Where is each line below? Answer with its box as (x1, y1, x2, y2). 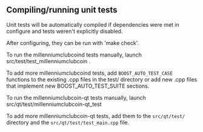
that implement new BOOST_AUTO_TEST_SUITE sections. (6, 82, 150, 89)
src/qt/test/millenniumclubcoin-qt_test (6, 100, 102, 108)
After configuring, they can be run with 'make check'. (6, 39, 139, 46)
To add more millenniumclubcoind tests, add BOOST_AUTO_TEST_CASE (6, 69, 173, 77)
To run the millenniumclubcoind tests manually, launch (6, 51, 142, 58)
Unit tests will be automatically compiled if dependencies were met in (6, 21, 180, 28)
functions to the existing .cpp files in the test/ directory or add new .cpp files (6, 75, 198, 83)
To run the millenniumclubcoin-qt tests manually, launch (6, 94, 147, 101)
